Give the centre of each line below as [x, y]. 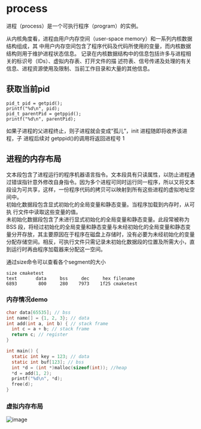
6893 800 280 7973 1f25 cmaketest [72, 284]
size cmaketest [25, 273]
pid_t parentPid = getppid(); [44, 114]
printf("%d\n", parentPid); [41, 119]
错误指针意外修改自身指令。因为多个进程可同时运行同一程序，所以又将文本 [103, 182]
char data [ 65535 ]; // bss [38, 312]
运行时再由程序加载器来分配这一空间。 [58, 249]
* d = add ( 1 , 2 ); [32, 373]
